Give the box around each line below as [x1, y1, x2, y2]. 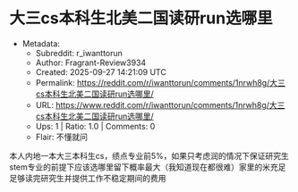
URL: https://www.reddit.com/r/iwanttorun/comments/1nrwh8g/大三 [35, 99, 285, 110]
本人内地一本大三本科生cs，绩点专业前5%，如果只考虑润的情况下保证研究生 [9, 150, 289, 161]
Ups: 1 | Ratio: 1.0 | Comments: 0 [35, 121, 156, 131]
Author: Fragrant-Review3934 [35, 57, 147, 68]
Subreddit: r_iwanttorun [35, 47, 123, 58]
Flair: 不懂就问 [35, 131, 88, 142]
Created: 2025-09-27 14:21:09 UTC [35, 66, 167, 77]
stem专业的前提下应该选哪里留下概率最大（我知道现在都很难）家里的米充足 [9, 162, 286, 172]
